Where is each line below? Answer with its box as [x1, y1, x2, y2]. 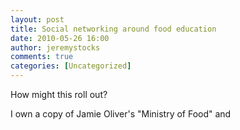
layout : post [10, 14, 65, 25]
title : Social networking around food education [10, 24, 217, 34]
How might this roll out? [10, 89, 108, 100]
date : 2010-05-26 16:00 [10, 33, 110, 43]
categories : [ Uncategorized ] [10, 61, 132, 71]
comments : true [10, 52, 74, 62]
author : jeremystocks [10, 42, 101, 53]
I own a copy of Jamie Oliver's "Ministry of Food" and [10, 108, 232, 120]
